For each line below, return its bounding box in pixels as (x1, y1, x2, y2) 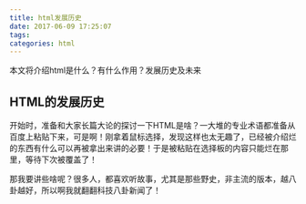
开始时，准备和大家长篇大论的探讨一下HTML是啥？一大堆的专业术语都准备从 (9, 120, 296, 131)
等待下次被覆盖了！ (25, 154, 97, 165)
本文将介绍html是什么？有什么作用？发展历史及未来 (9, 65, 202, 76)
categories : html (9, 38, 76, 48)
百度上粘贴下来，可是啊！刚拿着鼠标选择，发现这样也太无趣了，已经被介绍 (9, 131, 289, 142)
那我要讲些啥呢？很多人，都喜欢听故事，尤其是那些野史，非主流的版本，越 (9, 174, 289, 185)
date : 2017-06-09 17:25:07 (9, 22, 112, 31)
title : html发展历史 (9, 13, 82, 23)
